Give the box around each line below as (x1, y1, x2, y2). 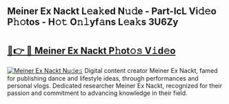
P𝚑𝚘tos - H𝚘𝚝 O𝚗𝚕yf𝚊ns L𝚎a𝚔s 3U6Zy (7, 17, 179, 28)
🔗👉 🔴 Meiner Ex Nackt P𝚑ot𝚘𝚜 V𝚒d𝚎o (7, 45, 176, 56)
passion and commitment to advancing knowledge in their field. (7, 89, 188, 97)
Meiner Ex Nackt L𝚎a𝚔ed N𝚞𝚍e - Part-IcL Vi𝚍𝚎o (7, 6, 217, 17)
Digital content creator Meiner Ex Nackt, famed (84, 67, 219, 74)
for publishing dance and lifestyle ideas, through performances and (7, 74, 199, 82)
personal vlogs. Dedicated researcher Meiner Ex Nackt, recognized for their (7, 82, 223, 90)
